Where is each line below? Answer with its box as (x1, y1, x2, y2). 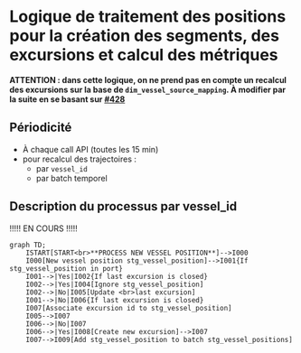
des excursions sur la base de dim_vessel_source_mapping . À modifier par (9, 84, 287, 95)
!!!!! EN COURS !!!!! (9, 223, 79, 234)
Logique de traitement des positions (9, 6, 287, 27)
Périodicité (9, 120, 72, 135)
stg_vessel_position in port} (9, 264, 124, 273)
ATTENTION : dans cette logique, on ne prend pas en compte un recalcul (9, 74, 287, 85)
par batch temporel (35, 172, 108, 183)
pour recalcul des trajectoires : (22, 153, 137, 164)
